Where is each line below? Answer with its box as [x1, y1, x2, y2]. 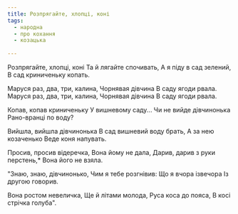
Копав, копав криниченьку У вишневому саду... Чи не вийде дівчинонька [7, 106, 231, 114]
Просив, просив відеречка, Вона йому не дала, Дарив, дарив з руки [7, 149, 216, 156]
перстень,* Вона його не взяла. [7, 156, 103, 164]
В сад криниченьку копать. [7, 70, 90, 79]
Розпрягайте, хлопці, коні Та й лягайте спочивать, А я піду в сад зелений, [7, 63, 232, 71]
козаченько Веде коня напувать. [7, 134, 107, 143]
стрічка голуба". [7, 198, 57, 207]
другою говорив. [7, 177, 59, 186]
